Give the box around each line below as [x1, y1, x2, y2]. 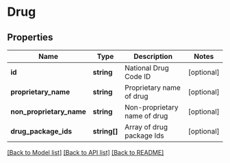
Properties [7, 32, 53, 43]
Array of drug [124, 123, 168, 131]
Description [133, 52, 173, 61]
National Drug [124, 63, 169, 73]
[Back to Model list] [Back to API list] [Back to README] [7, 149, 164, 156]
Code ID [124, 72, 151, 81]
